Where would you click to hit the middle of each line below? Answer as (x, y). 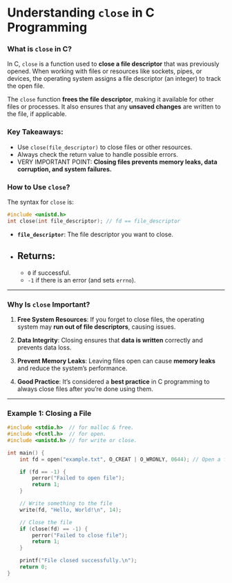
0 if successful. (49, 273)
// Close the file (46, 522)
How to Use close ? (39, 187)
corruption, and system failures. (64, 169)
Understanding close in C (81, 13)
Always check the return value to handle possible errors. (97, 154)
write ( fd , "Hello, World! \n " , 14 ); (71, 510)
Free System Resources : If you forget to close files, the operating (111, 319)
